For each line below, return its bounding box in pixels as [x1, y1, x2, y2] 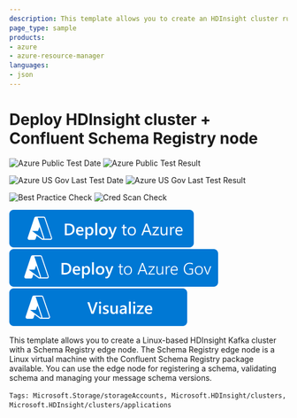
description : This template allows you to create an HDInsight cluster [9, 14, 278, 23]
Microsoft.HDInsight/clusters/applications [9, 400, 172, 409]
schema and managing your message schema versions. [9, 372, 212, 383]
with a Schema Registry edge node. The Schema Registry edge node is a [9, 344, 276, 354]
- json [9, 71, 34, 80]
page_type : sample [9, 23, 77, 33]
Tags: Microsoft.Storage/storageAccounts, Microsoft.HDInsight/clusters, [9, 391, 287, 400]
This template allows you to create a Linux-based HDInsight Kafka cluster [9, 335, 277, 345]
